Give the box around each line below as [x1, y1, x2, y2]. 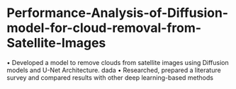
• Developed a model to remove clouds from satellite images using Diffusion [6, 58, 229, 66]
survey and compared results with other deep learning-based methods [6, 73, 214, 82]
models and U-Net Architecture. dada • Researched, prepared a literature [6, 66, 221, 74]
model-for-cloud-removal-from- [6, 20, 202, 36]
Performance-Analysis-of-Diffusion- [6, 5, 228, 21]
